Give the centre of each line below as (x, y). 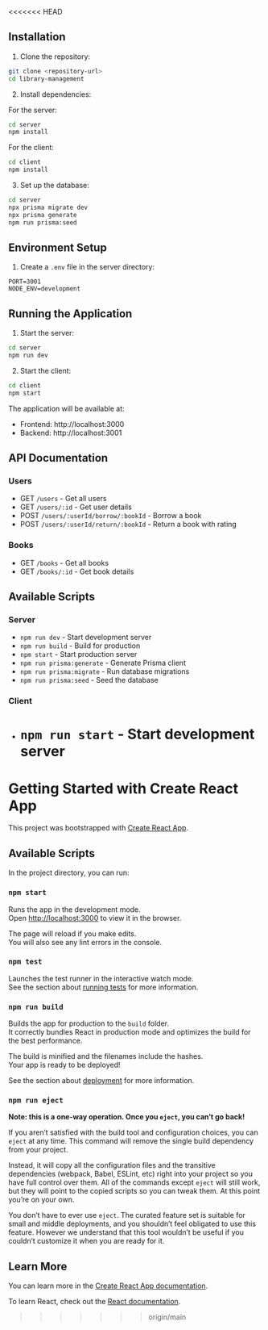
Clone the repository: (55, 56)
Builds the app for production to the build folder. (89, 1023)
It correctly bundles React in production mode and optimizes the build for (130, 1032)
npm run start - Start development (137, 734)
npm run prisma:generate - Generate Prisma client (103, 663)
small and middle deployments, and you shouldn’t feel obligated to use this (132, 1224)
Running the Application (70, 314)
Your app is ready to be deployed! (64, 1065)
